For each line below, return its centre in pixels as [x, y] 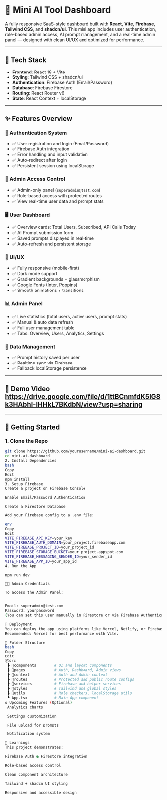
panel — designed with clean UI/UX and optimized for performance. [75, 40]
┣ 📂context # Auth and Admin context [57, 675]
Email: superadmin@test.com [34, 606]
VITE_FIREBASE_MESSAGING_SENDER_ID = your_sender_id [59, 557]
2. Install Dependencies [31, 461]
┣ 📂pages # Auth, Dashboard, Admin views [64, 670]
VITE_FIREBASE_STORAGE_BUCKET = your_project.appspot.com [64, 552]
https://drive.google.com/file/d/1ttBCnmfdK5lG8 [83, 397]
